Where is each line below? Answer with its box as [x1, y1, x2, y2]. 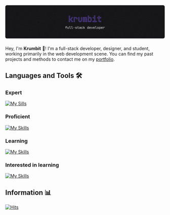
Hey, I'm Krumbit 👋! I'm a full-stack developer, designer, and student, [5, 45, 150, 51]
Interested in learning [5, 161, 59, 168]
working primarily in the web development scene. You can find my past [5, 51, 153, 57]
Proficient [5, 113, 30, 120]
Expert [5, 89, 22, 96]
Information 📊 [5, 188, 52, 197]
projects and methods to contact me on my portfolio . [5, 56, 115, 62]
